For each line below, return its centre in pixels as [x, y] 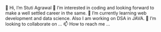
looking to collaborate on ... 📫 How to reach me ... [58, 24]
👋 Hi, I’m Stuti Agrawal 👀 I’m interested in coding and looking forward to [80, 8]
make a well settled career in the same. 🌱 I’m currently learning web [76, 13]
